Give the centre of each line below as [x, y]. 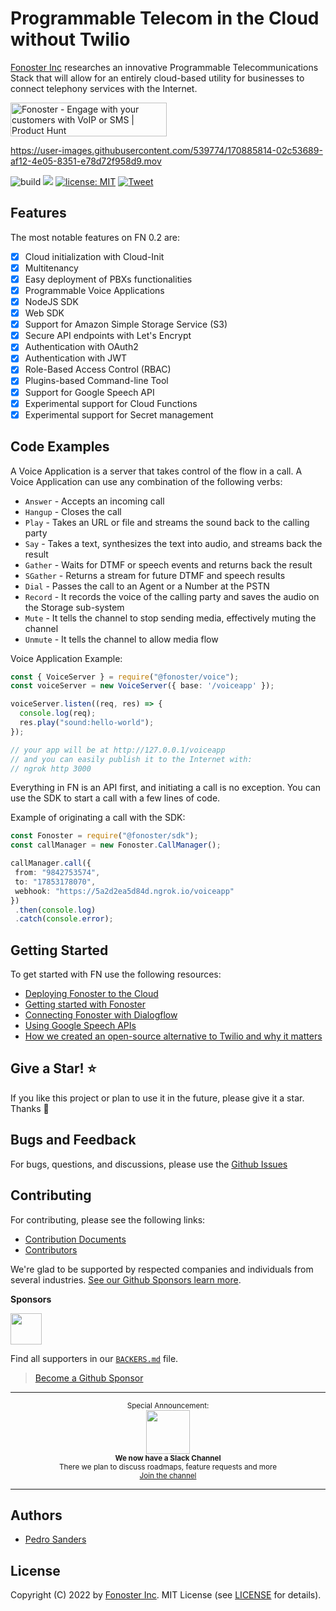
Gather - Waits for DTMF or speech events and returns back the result [168, 564]
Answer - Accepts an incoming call [94, 501]
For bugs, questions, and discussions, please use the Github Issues [149, 1164]
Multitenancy [51, 268]
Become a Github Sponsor [89, 1378]
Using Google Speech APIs [80, 1026]
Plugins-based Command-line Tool [96, 381]
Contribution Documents [75, 1239]
